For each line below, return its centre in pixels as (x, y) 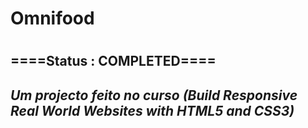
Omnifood (52, 18)
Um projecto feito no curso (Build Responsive (154, 95)
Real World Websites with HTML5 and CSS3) (152, 110)
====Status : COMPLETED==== (113, 61)
